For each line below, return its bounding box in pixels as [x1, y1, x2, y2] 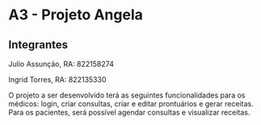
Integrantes [8, 38, 69, 52]
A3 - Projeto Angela [8, 6, 143, 24]
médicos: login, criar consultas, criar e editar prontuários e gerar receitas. [8, 99, 255, 108]
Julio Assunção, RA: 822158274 [8, 59, 115, 69]
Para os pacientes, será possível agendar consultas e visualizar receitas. [8, 107, 250, 117]
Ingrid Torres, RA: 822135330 [8, 75, 107, 84]
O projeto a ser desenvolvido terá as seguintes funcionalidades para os [8, 90, 246, 100]
